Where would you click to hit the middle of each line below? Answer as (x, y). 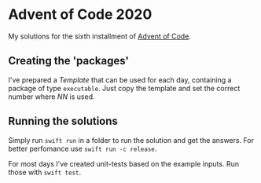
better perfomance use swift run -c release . (83, 148)
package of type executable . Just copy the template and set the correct (124, 88)
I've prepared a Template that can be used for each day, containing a (120, 79)
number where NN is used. (51, 97)
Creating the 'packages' (69, 61)
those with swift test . (45, 172)
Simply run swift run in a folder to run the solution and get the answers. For (131, 140)
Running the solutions (63, 121)
